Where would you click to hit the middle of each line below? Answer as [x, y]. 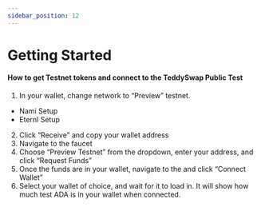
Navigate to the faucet [55, 144]
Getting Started [60, 55]
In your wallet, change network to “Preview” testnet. [105, 96]
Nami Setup [38, 111]
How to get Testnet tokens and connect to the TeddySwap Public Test [125, 78]
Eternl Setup [40, 120]
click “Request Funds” [55, 161]
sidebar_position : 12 [43, 16]
